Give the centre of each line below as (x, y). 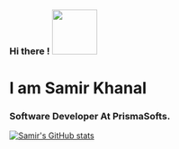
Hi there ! (30, 51)
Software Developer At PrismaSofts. (90, 117)
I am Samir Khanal (78, 88)
